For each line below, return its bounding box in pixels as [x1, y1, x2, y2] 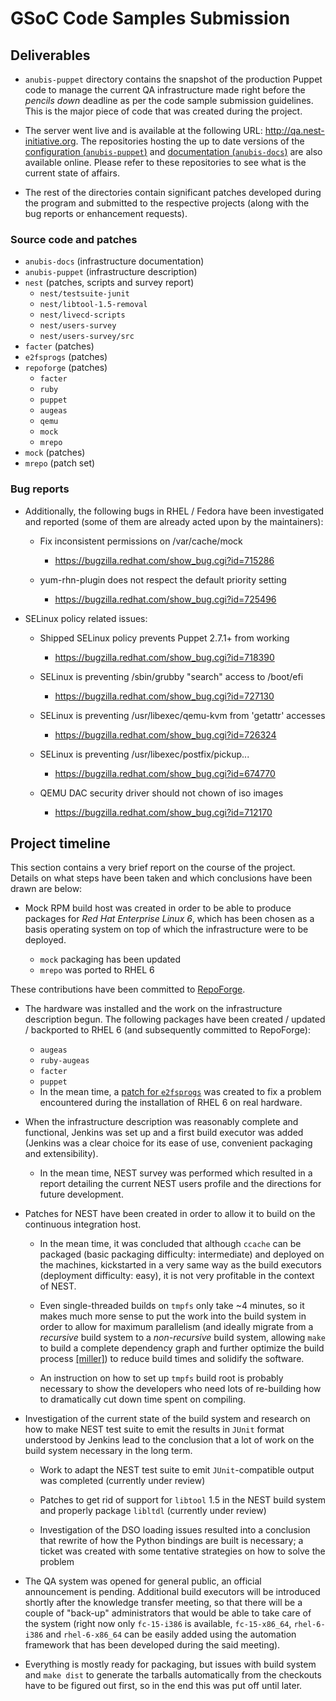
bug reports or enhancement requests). [24, 208, 188, 219]
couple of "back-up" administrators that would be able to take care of [24, 1607, 312, 1619]
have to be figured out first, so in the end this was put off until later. [24, 1680, 303, 1692]
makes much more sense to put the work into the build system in [39, 1310, 307, 1322]
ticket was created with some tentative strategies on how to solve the [39, 1545, 326, 1557]
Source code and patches [10, 232, 138, 246]
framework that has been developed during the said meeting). [24, 1639, 281, 1651]
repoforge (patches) [24, 362, 108, 374]
